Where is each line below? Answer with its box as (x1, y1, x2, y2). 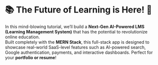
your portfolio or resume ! (5, 54, 57, 60)
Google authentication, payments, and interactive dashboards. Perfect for (5, 49, 153, 55)
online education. (5, 34, 40, 40)
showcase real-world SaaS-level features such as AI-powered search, (5, 44, 146, 50)
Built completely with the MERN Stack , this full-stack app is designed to (5, 39, 150, 45)
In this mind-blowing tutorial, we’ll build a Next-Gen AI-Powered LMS (5, 23, 145, 30)
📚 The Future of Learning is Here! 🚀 (5, 4, 152, 16)
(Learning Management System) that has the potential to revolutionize (5, 29, 148, 34)
